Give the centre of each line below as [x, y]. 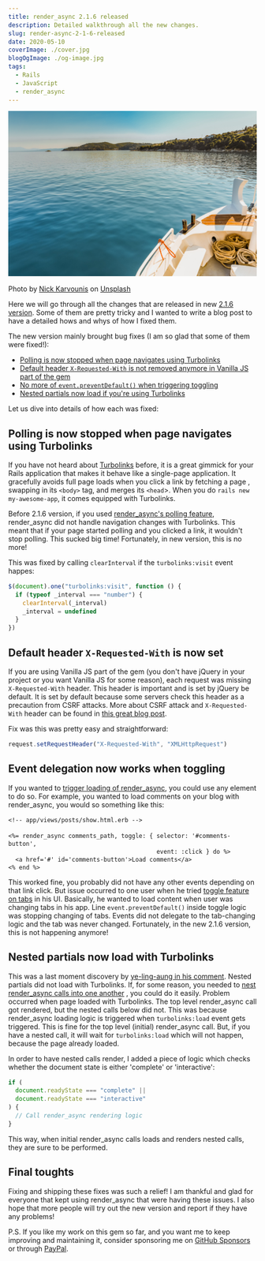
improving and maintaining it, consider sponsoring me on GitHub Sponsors [129, 1240]
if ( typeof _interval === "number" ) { [79, 595]
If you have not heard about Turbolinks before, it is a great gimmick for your [131, 465]
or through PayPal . [38, 1248]
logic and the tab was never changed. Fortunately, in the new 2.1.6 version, [129, 924]
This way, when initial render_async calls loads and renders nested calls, [126, 1139]
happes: [21, 571]
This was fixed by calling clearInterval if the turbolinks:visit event [121, 562]
